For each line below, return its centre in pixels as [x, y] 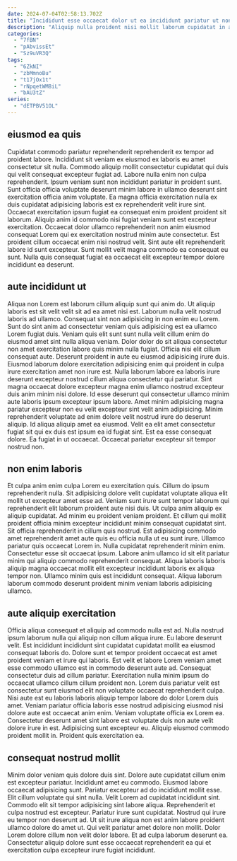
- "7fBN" [26, 40]
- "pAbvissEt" [34, 47]
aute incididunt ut [47, 287]
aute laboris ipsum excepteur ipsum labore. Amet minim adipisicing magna [115, 401]
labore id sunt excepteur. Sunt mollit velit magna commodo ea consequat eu [118, 249]
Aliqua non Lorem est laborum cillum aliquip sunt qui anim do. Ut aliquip [111, 304]
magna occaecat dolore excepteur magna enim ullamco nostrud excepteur [116, 386]
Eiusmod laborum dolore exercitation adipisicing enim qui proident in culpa [116, 364]
